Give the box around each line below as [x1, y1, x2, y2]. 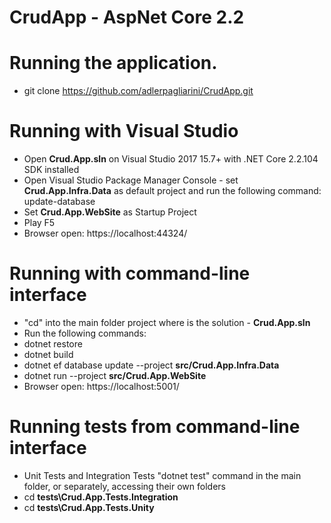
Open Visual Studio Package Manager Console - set [23, 174, 239, 186]
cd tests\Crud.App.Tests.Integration [23, 491, 179, 503]
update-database [23, 196, 96, 208]
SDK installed [23, 164, 80, 176]
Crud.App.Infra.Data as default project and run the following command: [23, 185, 322, 197]
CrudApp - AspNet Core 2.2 [9, 6, 245, 29]
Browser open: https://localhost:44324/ [23, 227, 188, 240]
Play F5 [23, 217, 56, 229]
